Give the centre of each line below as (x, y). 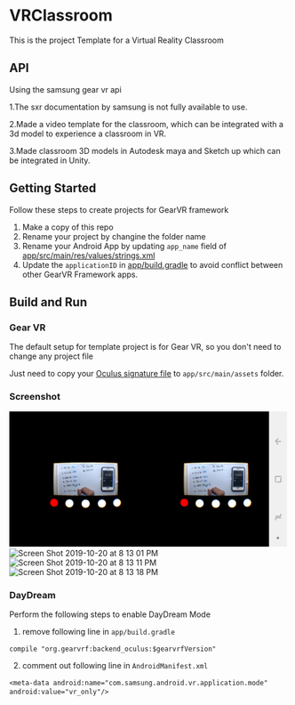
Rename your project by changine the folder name (114, 236)
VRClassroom (61, 16)
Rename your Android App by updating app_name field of (124, 246)
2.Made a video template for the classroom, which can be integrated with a (147, 124)
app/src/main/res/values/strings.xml (88, 255)
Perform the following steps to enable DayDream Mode (110, 614)
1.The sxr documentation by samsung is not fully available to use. (128, 107)
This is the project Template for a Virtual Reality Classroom (117, 40)
